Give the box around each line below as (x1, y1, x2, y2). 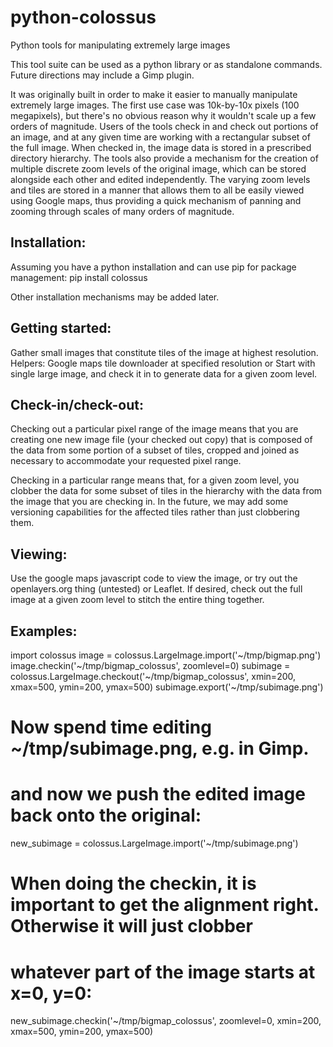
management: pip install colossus (10, 271, 148, 283)
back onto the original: (10, 804, 202, 827)
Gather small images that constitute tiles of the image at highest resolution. (10, 346, 319, 358)
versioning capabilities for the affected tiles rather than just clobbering (10, 506, 300, 518)
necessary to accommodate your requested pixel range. (10, 455, 242, 467)
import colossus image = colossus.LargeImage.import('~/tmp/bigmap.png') (10, 649, 322, 661)
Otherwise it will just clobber (10, 915, 253, 938)
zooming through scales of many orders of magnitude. (10, 205, 235, 217)
